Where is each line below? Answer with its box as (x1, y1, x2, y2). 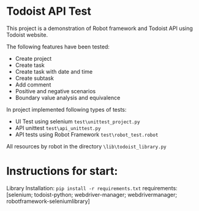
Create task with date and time (15, 67, 93, 75)
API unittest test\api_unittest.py (15, 124, 101, 131)
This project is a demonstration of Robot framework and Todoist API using (6, 25, 193, 32)
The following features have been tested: (6, 43, 110, 50)
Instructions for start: (6, 164, 118, 178)
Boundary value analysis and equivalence (15, 94, 121, 101)
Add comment (15, 81, 51, 88)
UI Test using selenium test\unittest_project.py (15, 118, 140, 125)
